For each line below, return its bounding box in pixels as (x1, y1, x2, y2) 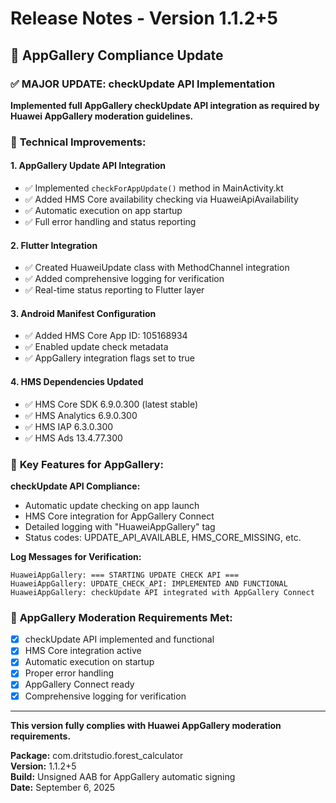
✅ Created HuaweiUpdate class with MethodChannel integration (24, 262, 290, 274)
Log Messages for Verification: (10, 550, 142, 562)
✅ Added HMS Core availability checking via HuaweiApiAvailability (24, 193, 299, 205)
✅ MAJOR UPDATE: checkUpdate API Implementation (10, 77, 276, 91)
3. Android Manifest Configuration (10, 307, 157, 319)
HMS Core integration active (24, 645, 142, 657)
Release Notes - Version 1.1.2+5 (10, 7, 278, 30)
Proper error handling (24, 667, 115, 679)
